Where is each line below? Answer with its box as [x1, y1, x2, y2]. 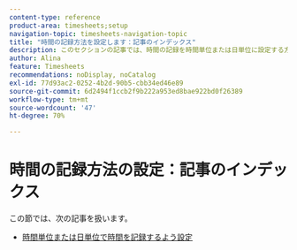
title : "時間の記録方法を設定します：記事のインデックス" [9, 37, 196, 47]
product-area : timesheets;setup [9, 21, 128, 30]
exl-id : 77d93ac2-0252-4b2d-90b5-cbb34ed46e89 [9, 79, 184, 87]
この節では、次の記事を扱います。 [9, 213, 133, 223]
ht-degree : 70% [9, 111, 65, 120]
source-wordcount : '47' [9, 103, 97, 112]
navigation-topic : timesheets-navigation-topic [9, 29, 188, 38]
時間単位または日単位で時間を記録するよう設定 [21, 231, 193, 243]
